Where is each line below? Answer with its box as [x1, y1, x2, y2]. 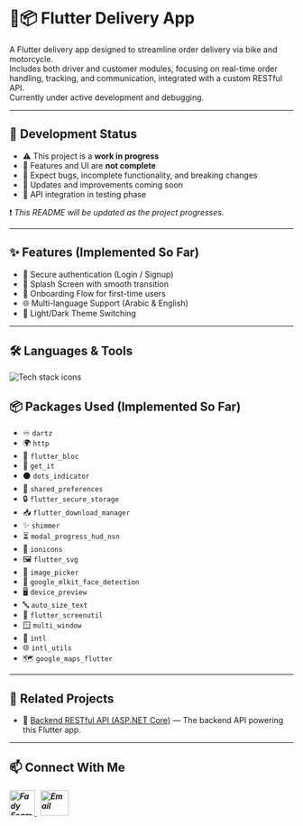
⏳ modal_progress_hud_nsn [22, 530, 120, 542]
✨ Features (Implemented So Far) [9, 245, 200, 261]
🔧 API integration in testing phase [22, 188, 147, 199]
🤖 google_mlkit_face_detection [22, 576, 140, 587]
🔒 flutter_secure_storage [22, 493, 120, 504]
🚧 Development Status [9, 126, 138, 142]
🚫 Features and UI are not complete [22, 160, 156, 170]
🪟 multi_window [22, 619, 82, 630]
